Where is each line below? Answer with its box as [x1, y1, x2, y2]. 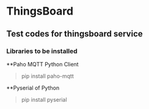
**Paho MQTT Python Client [6, 60, 79, 68]
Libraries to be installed [6, 47, 78, 55]
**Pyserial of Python [6, 84, 60, 91]
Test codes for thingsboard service [6, 29, 144, 39]
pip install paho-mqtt [21, 72, 74, 80]
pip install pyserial [21, 96, 67, 103]
